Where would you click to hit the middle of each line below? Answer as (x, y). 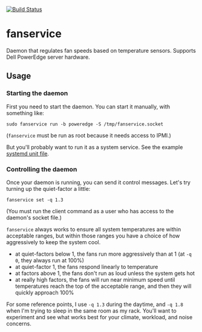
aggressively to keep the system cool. (54, 242)
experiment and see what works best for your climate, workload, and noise (99, 317)
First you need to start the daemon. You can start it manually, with (88, 107)
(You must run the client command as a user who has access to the (90, 211)
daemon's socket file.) (34, 217)
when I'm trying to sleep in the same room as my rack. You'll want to (91, 310)
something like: (25, 113)
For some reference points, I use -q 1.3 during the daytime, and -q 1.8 (95, 304)
